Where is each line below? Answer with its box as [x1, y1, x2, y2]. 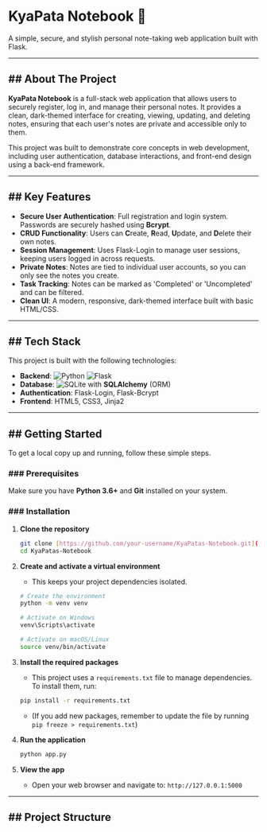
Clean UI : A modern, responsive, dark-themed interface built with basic [19, 296, 254, 305]
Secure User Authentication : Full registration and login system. [19, 211, 229, 221]
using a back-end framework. [8, 159, 105, 169]
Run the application [19, 735, 86, 745]
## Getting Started [8, 427, 103, 441]
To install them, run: [31, 681, 97, 690]
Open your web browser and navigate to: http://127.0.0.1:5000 [31, 780, 242, 790]
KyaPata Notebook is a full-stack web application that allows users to [8, 93, 237, 103]
